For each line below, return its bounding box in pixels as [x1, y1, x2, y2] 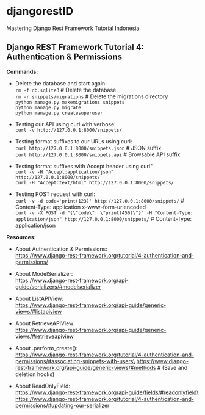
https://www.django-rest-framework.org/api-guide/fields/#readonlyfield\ [15, 389, 199, 396]
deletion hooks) [15, 370, 55, 378]
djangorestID [6, 4, 74, 18]
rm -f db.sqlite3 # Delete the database [15, 86, 117, 93]
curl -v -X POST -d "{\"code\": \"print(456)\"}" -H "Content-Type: [15, 209, 193, 216]
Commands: [6, 68, 38, 75]
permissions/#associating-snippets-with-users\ [15, 357, 135, 364]
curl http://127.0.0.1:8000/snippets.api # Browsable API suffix [15, 151, 181, 158]
